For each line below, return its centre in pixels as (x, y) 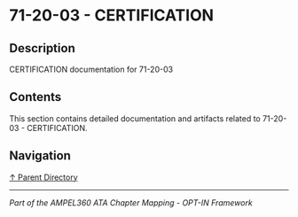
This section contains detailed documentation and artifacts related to (135, 118)
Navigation (40, 156)
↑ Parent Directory (43, 177)
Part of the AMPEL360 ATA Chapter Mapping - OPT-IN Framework (131, 202)
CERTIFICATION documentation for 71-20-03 (91, 69)
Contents (35, 97)
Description (42, 48)
